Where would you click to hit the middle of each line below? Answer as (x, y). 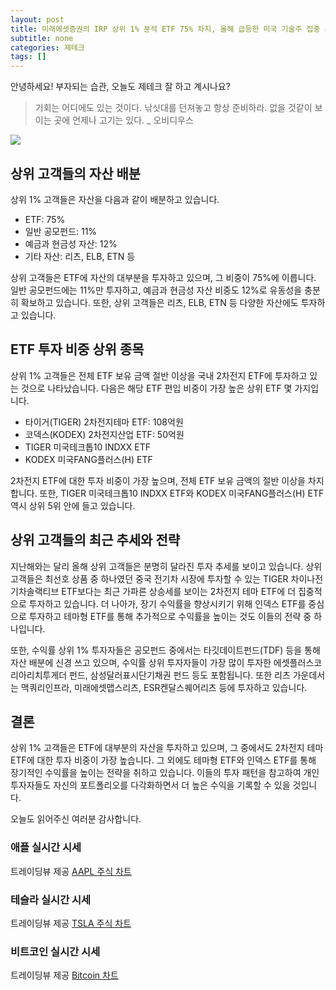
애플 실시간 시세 (46, 848)
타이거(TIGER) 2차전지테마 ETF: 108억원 (104, 422)
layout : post (37, 19)
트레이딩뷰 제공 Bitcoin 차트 (64, 975)
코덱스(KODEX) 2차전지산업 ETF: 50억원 (104, 434)
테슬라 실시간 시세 (51, 899)
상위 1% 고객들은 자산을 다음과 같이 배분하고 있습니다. (115, 199)
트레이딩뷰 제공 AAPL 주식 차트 (71, 871)
